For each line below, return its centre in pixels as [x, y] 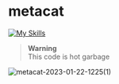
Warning [42, 48]
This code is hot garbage [69, 57]
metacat [36, 11]
